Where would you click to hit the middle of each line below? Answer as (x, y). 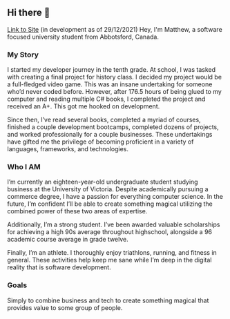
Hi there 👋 (29, 13)
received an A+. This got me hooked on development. (84, 106)
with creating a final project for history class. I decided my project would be (115, 77)
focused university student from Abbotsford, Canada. (83, 37)
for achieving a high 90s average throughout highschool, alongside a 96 (110, 232)
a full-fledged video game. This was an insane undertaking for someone (110, 84)
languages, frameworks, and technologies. (68, 149)
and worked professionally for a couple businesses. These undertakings (110, 135)
